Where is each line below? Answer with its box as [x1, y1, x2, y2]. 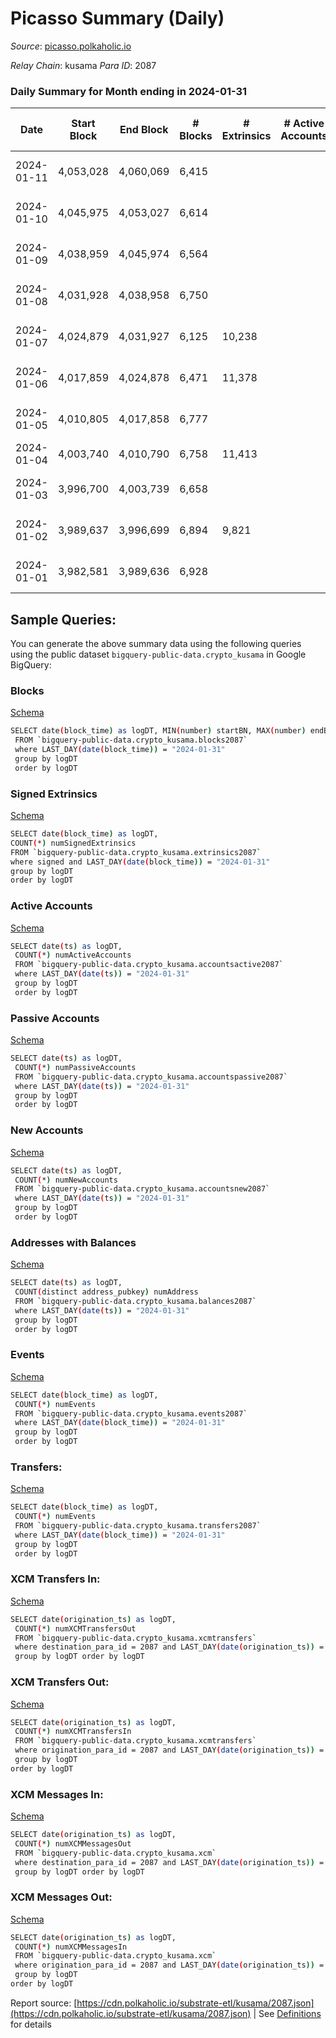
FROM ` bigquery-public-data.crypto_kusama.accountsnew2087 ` [14, 1184, 271, 1194]
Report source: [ [10, 1997, 78, 2009]
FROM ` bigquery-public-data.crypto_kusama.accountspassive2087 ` [14, 1072, 288, 1082]
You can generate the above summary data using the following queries [10, 638, 302, 650]
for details [10, 2018, 52, 2030]
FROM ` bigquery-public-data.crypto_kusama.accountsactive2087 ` [14, 960, 284, 970]
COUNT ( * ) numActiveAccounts [14, 950, 132, 961]
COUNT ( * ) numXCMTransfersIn [14, 1727, 132, 1737]
